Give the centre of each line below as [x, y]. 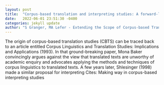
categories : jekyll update [32, 23]
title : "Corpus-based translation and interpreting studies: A [72, 14]
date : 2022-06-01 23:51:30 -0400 [41, 18]
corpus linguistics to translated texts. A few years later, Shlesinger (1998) [79, 67]
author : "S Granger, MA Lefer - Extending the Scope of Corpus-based [77, 28]
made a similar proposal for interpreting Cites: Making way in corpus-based [81, 72]
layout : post [18, 9]
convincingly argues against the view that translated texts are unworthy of [80, 57]
